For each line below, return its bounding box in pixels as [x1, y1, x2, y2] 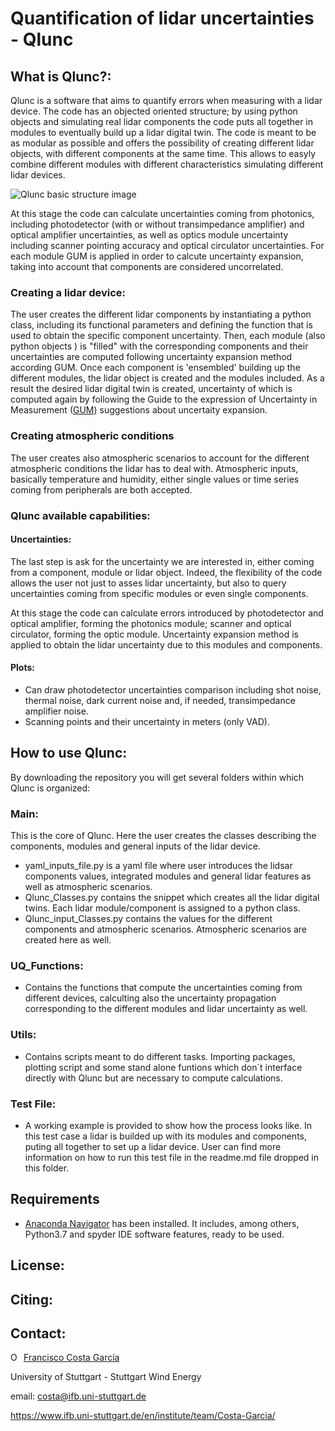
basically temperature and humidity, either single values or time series [10, 473, 300, 485]
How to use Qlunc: [10, 745, 128, 762]
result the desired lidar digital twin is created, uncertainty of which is [10, 383, 293, 395]
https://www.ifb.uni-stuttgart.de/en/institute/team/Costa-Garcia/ [10, 1410, 276, 1422]
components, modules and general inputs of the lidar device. [10, 840, 261, 852]
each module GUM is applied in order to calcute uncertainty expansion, [10, 250, 304, 262]
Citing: [10, 1291, 53, 1308]
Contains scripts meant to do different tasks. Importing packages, [24, 1050, 296, 1062]
